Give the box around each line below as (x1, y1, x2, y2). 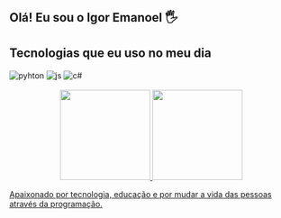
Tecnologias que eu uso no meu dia (9, 45, 212, 60)
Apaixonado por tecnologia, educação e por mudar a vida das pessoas (9, 188, 272, 199)
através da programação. (9, 198, 104, 209)
